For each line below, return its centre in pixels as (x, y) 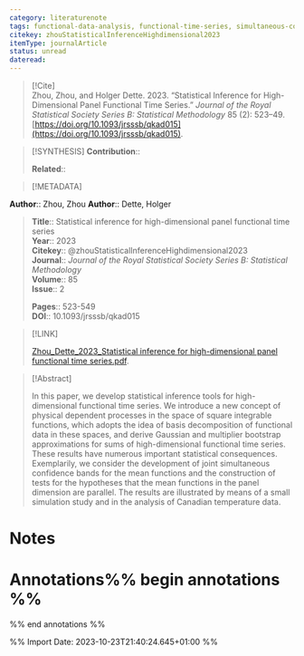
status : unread (38, 52)
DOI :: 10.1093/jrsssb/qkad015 (85, 316)
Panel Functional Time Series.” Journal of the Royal (176, 105)
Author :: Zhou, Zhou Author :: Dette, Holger (90, 204)
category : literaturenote (58, 18)
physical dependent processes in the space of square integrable (152, 415)
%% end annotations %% (57, 624)
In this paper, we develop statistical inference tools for (132, 396)
